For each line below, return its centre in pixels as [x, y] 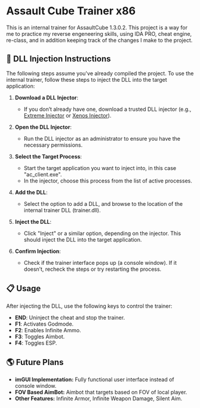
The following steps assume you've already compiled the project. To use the [100, 73]
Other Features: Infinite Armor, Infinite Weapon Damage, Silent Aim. [99, 398]
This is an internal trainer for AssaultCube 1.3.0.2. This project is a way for [97, 27]
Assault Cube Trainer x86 [71, 11]
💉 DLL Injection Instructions [59, 59]
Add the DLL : [31, 192]
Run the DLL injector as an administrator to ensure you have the [102, 138]
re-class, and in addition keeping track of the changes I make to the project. [99, 40]
